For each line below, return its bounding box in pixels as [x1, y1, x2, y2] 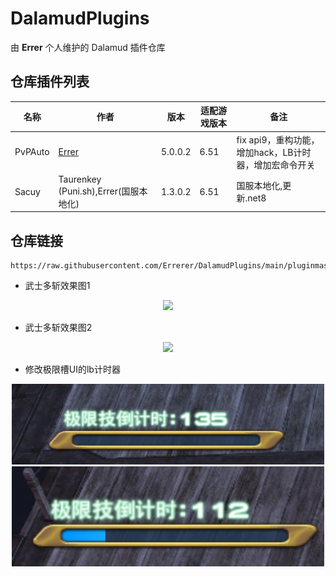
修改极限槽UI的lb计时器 [24, 363, 121, 376]
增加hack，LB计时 [236, 146, 312, 158]
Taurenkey [58, 173, 102, 185]
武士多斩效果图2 [24, 322, 93, 334]
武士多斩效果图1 [24, 280, 91, 292]
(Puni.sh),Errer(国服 [58, 185, 140, 197]
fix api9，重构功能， [236, 133, 320, 146]
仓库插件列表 [10, 73, 90, 91]
